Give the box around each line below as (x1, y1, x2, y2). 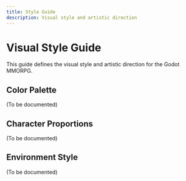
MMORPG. (6, 67, 33, 75)
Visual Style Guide (6, 41, 102, 55)
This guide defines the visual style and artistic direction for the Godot (6, 61, 180, 68)
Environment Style (6, 152, 78, 163)
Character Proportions (6, 118, 93, 129)
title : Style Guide (6, 9, 56, 15)
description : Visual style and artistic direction (6, 15, 137, 21)
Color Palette (6, 84, 57, 95)
